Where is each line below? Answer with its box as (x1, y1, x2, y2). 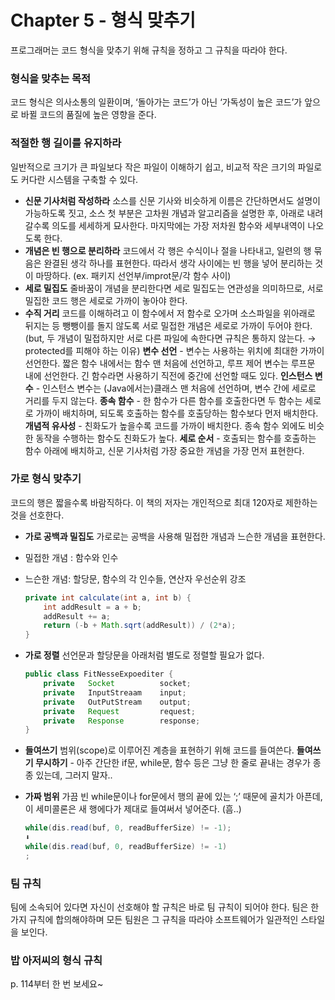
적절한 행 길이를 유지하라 (10, 136, 122, 150)
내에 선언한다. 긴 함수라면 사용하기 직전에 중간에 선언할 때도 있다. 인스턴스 (24, 369, 313, 381)
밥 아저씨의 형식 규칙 (10, 954, 103, 968)
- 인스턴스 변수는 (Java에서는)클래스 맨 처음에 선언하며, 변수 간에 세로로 (35, 382, 317, 394)
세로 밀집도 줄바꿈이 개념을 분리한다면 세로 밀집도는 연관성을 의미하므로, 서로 (24, 282, 324, 294)
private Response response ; (43, 716, 201, 726)
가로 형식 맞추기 (10, 472, 82, 486)
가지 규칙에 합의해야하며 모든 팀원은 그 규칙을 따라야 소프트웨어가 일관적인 (10, 914, 299, 926)
